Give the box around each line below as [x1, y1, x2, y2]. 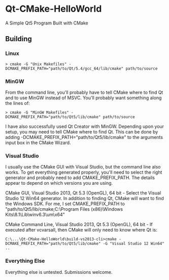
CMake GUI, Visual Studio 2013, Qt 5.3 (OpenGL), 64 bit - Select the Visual [5, 190, 161, 196]
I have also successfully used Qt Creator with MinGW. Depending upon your [5, 123, 164, 129]
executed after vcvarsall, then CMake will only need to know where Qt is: [5, 227, 157, 233]
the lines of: [5, 100, 30, 106]
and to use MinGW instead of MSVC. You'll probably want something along [5, 95, 162, 101]
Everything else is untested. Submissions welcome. [5, 269, 113, 275]
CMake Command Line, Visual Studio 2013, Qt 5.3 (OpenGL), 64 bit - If [5, 221, 153, 228]
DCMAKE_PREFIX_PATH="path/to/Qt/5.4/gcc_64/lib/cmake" [5, 66, 124, 71]
